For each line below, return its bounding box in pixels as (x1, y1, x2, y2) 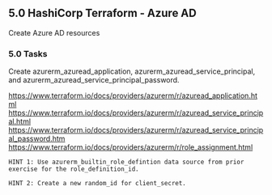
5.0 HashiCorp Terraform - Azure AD (8, 6, 197, 20)
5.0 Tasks (8, 48, 48, 59)
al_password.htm (8, 134, 66, 144)
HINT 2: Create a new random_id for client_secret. (8, 180, 186, 188)
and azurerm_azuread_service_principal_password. (8, 75, 180, 85)
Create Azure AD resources (8, 28, 100, 37)
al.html (8, 117, 31, 126)
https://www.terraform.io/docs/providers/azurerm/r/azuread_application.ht (8, 91, 257, 100)
